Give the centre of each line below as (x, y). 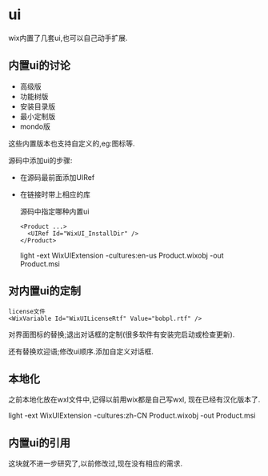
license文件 (27, 311)
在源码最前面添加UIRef (57, 177)
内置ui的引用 (39, 443)
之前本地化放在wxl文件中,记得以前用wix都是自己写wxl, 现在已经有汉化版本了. (134, 400)
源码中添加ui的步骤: (40, 160)
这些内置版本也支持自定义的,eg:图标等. (72, 143)
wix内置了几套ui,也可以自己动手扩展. (68, 38)
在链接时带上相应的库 (55, 194)
